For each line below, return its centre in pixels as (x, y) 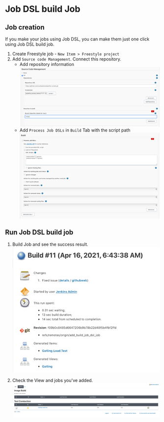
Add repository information (47, 64)
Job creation (25, 27)
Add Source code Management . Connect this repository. (67, 59)
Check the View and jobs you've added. (53, 380)
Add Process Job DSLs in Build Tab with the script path (75, 130)
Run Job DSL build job (39, 232)
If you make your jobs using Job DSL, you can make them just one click (77, 39)
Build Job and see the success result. (50, 244)
